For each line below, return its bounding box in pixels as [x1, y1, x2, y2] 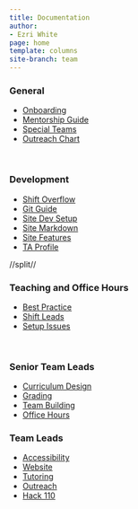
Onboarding [22, 105, 67, 116]
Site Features [22, 232, 72, 242]
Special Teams [22, 124, 77, 135]
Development [9, 173, 70, 186]
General [9, 84, 45, 97]
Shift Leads [22, 311, 65, 321]
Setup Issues [22, 320, 71, 331]
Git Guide [22, 203, 57, 214]
